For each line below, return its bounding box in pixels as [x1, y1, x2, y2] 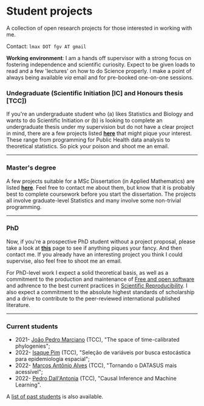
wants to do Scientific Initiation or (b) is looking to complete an [6, 117, 163, 124]
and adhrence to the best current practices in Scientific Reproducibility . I [6, 281, 188, 289]
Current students [6, 322, 58, 331]
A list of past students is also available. [6, 393, 104, 401]
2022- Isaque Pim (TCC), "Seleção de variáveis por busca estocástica [15, 349, 191, 356]
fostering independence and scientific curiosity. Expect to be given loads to [6, 61, 195, 68]
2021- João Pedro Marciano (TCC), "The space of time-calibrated [15, 336, 180, 343]
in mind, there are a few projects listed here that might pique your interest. [6, 129, 192, 137]
